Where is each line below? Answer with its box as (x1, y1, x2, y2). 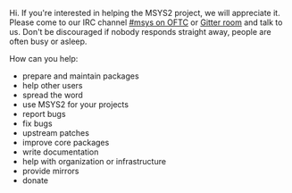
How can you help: (9, 54, 79, 63)
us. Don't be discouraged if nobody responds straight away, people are (9, 27, 271, 37)
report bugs (21, 109, 66, 119)
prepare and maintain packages (21, 71, 140, 81)
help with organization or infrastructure (21, 156, 167, 166)
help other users (21, 80, 83, 90)
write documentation (21, 147, 99, 157)
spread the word (21, 89, 83, 100)
